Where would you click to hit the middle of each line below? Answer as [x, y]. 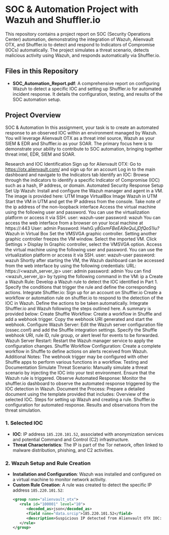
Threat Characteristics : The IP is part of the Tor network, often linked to [88, 445]
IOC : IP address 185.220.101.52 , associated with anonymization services [88, 434]
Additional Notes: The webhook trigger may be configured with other [77, 357]
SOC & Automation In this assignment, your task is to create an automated [82, 127]
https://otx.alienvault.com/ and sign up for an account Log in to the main [80, 169]
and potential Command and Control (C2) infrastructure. [71, 439]
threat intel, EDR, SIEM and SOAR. [40, 154]
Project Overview [33, 115]
